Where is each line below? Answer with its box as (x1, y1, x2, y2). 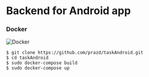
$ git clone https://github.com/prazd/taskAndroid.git (6, 50, 144, 56)
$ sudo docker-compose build (6, 60, 78, 66)
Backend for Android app (6, 4, 131, 18)
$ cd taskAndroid (6, 55, 49, 61)
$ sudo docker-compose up (6, 65, 69, 71)
